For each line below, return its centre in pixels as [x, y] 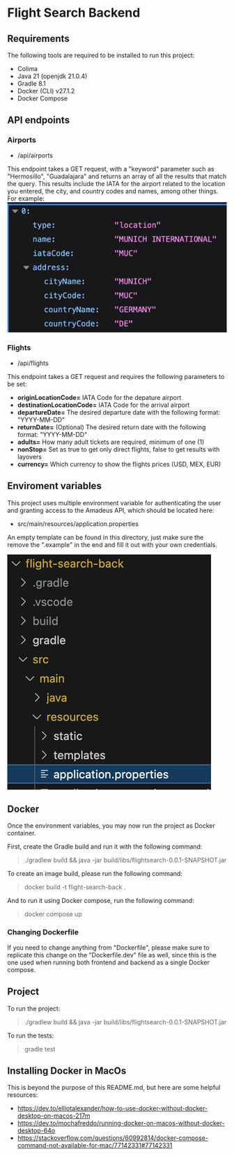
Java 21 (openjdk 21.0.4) [52, 76]
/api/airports [35, 155]
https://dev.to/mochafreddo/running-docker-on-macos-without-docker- [121, 1123]
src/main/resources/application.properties [78, 523]
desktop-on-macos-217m [54, 1116]
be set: [17, 384]
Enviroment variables [55, 486]
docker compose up [53, 914]
